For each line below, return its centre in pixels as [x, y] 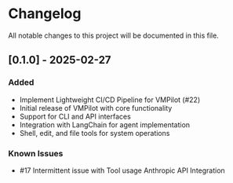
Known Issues [36, 153]
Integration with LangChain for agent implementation [105, 124]
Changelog [45, 14]
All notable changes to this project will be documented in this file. [114, 35]
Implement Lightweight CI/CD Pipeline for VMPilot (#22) [110, 100]
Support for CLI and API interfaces [75, 116]
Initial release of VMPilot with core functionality [96, 108]
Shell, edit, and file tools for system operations [95, 133]
